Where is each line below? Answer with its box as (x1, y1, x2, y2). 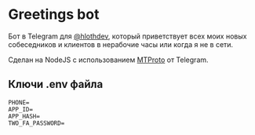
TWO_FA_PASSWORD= (8, 119, 65, 127)
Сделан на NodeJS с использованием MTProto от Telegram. (8, 55, 209, 64)
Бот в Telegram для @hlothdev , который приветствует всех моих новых (8, 31, 247, 41)
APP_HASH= (8, 112, 41, 120)
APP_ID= (8, 105, 34, 113)
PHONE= (8, 98, 30, 107)
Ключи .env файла (8, 78, 104, 91)
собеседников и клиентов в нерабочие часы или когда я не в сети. (8, 39, 234, 49)
